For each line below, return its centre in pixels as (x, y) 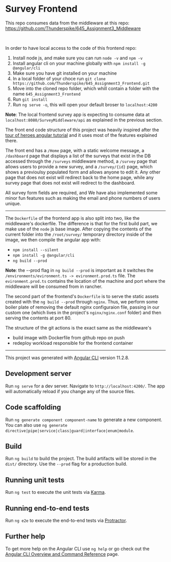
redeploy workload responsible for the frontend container (73, 343)
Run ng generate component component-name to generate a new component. (84, 420)
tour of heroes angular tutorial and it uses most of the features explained (81, 135)
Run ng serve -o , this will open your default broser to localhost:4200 (85, 104)
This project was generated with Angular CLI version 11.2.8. (67, 358)
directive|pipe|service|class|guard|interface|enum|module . (70, 430)
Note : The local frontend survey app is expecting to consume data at (78, 114)
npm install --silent (35, 250)
